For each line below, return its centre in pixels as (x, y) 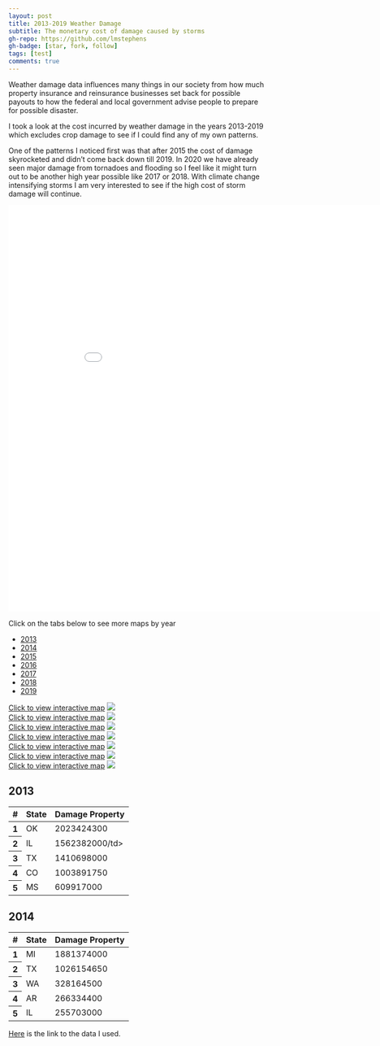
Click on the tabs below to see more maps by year (92, 623)
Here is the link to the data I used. (65, 1033)
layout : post (30, 16)
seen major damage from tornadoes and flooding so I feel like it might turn (133, 168)
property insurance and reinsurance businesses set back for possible (125, 93)
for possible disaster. (43, 110)
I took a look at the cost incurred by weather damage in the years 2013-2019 (136, 126)
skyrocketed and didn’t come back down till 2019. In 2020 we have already (134, 159)
